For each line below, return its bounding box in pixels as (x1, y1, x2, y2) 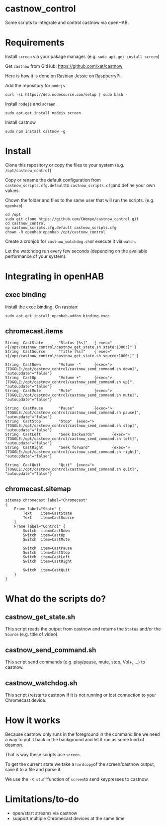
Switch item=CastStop (23, 550, 70, 555)
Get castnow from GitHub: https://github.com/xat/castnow (5, 63, 123, 69)
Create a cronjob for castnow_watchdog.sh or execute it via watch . (5, 238, 136, 244)
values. (5, 188, 20, 194)
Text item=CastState (23, 511, 72, 516)
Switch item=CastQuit (23, 568, 70, 573)
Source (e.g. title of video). (5, 631, 59, 637)
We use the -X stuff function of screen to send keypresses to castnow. (5, 776, 149, 782)
